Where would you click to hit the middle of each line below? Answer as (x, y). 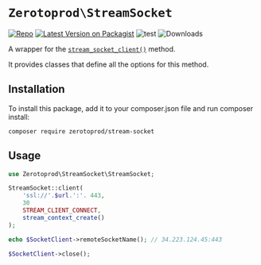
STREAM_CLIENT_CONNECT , (62, 211)
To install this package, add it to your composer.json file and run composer (130, 108)
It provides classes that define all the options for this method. (109, 64)
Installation (37, 89)
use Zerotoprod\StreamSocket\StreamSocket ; (82, 174)
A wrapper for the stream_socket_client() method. (92, 48)
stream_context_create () (64, 217)
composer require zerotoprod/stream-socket (82, 131)
